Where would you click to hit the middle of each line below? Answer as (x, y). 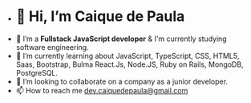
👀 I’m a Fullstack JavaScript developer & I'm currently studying (121, 39)
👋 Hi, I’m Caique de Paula (100, 16)
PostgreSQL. (37, 72)
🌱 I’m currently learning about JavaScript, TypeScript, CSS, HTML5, (128, 56)
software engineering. (53, 47)
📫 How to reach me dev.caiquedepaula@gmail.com (102, 90)
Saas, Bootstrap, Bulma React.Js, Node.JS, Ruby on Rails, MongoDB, (130, 64)
